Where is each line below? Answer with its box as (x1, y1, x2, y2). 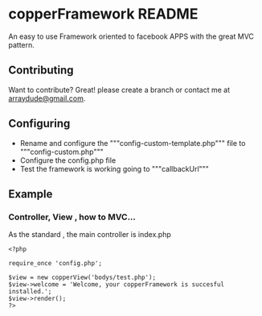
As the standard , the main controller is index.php (8, 230, 171, 239)
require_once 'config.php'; (8, 260, 103, 268)
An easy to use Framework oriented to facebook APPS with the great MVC (8, 31, 255, 41)
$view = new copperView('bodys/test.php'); (8, 273, 157, 282)
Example (8, 187, 53, 201)
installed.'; (8, 288, 52, 296)
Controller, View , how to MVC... (8, 211, 137, 222)
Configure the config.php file (19, 155, 117, 165)
